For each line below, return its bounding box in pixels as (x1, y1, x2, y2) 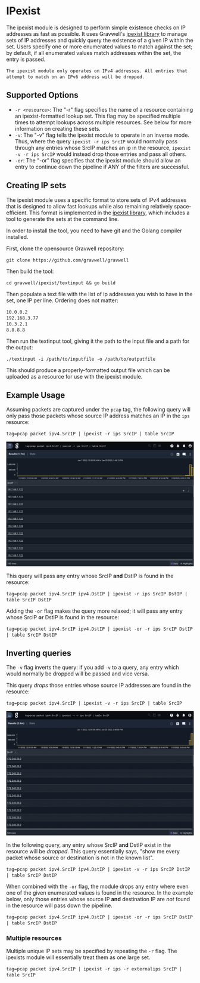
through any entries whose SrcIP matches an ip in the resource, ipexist (14, 144, 191, 151)
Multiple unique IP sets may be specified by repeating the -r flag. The (6, 947, 177, 954)
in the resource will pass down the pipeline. (6, 902, 113, 909)
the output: (6, 343, 33, 351)
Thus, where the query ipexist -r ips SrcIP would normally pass (14, 137, 178, 145)
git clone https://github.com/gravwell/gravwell (6, 257, 129, 263)
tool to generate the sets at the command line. (6, 215, 119, 222)
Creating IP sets (6, 180, 67, 191)
